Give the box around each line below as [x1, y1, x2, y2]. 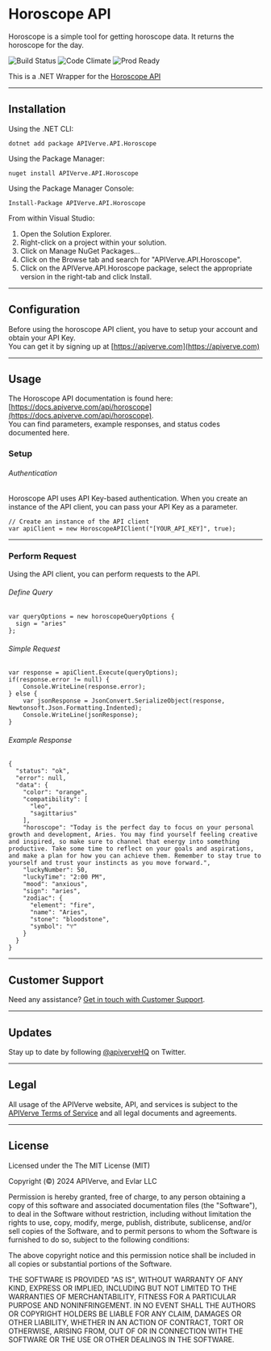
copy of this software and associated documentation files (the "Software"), [8, 1200, 258, 1210]
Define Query [8, 587, 53, 598]
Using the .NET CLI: [8, 124, 74, 133]
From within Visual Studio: [8, 213, 95, 223]
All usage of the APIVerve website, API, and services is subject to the [8, 1099, 238, 1109]
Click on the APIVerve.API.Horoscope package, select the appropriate [19, 263, 252, 273]
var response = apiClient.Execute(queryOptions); [8, 669, 179, 677]
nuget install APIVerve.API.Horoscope [8, 169, 139, 178]
